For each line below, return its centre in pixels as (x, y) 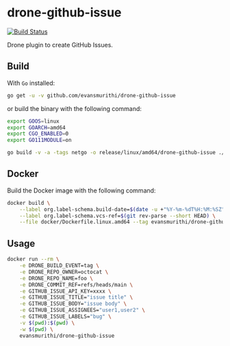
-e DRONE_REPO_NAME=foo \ (56, 278)
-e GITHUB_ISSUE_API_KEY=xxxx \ (65, 291)
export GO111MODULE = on (39, 140)
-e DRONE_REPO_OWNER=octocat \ (64, 272)
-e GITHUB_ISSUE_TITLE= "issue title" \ (76, 297)
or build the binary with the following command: (75, 108)
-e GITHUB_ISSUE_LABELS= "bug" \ (65, 317)
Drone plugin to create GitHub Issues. (60, 45)
